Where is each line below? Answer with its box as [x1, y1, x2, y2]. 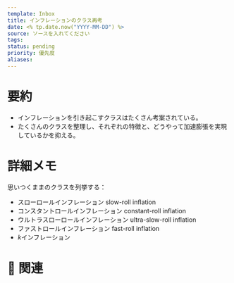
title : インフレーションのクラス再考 [7, 17, 103, 24]
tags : [7, 37, 23, 44]
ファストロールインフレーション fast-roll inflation [17, 224, 160, 232]
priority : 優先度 [7, 50, 55, 57]
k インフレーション [17, 233, 70, 241]
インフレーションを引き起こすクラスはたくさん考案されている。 [17, 113, 202, 122]
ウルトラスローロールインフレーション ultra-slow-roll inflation [17, 215, 197, 224]
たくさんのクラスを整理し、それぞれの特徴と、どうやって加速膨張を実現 [17, 122, 228, 130]
